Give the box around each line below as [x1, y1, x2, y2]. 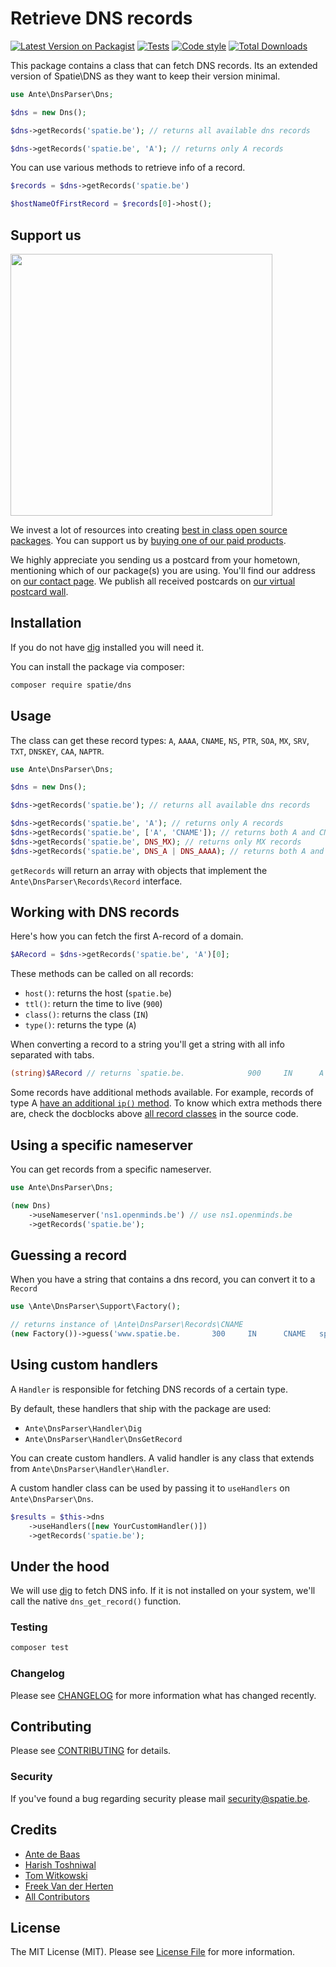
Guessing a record [10, 1247, 128, 1264]
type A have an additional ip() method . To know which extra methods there [10, 1097, 323, 1109]
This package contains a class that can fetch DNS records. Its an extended [10, 59, 318, 71]
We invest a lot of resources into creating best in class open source [10, 524, 288, 536]
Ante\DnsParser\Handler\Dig [24, 1423, 142, 1434]
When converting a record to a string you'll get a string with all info [10, 1038, 285, 1051]
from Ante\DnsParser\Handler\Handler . [10, 1462, 170, 1474]
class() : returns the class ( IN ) [24, 1008, 149, 1021]
